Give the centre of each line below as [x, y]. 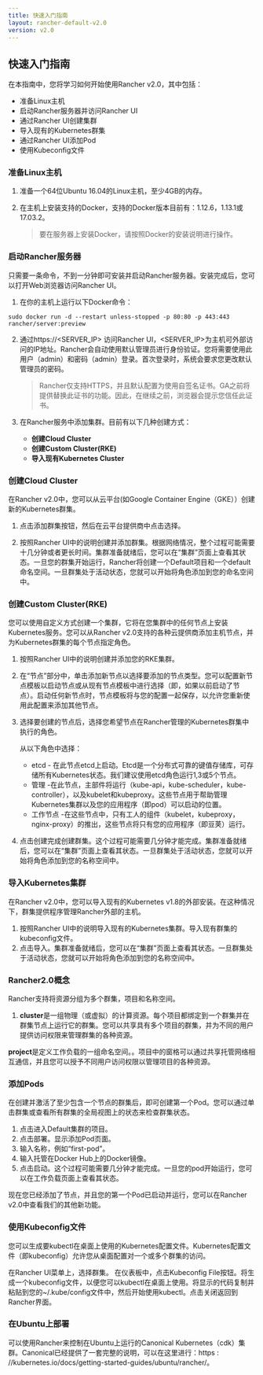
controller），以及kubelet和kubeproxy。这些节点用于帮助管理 [129, 794]
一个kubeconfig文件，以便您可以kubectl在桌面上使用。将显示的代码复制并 [135, 1282]
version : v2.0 [31, 30]
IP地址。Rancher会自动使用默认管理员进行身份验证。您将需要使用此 [143, 349]
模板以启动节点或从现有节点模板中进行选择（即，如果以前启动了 [130, 686]
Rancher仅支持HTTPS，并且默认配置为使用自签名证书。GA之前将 [144, 385]
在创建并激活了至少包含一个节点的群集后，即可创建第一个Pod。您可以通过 [128, 1103]
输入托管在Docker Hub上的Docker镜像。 [85, 1159]
